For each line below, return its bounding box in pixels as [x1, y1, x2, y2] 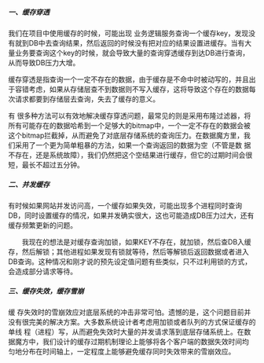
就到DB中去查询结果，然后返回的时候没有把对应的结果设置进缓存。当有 [14, 38, 245, 47]
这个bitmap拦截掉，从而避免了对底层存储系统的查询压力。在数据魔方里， [8, 130, 244, 140]
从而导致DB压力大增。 [8, 57, 80, 67]
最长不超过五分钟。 [21, 159, 84, 169]
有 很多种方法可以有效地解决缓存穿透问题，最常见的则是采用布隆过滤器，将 [8, 111, 251, 120]
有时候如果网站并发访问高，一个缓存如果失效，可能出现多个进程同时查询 [8, 200, 242, 210]
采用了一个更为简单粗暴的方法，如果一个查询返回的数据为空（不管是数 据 [14, 140, 251, 149]
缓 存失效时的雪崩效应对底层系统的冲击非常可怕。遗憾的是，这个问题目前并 [8, 307, 251, 317]
